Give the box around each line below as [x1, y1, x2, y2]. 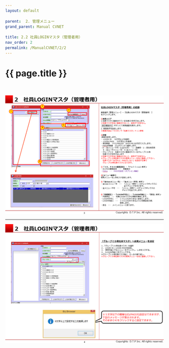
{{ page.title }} [5, 67, 67, 79]
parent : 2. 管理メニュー [5, 19, 55, 24]
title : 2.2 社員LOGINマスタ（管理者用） [5, 35, 83, 40]
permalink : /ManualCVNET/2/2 [5, 45, 66, 50]
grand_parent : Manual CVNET [5, 24, 64, 29]
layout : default [5, 8, 39, 13]
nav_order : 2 [5, 40, 33, 45]
